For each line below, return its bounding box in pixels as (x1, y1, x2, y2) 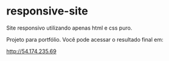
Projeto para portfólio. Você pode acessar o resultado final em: (6, 36, 164, 43)
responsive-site (6, 4, 88, 18)
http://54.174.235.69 (6, 47, 57, 55)
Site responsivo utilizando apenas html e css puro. (6, 24, 133, 31)
